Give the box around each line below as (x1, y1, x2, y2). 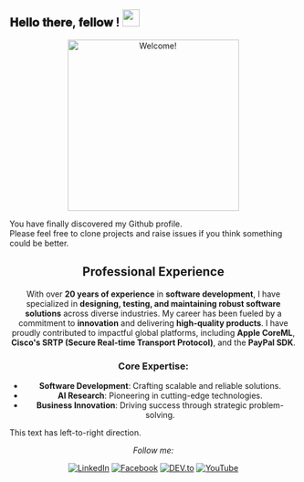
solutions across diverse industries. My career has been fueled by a (25, 308, 282, 319)
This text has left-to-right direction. (9, 426, 142, 438)
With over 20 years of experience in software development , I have (26, 288, 281, 299)
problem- (248, 399, 285, 411)
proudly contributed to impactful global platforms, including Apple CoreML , (11, 327, 296, 338)
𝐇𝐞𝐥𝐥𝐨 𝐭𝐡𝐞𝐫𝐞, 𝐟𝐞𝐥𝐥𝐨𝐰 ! (9, 15, 121, 30)
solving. (145, 409, 175, 420)
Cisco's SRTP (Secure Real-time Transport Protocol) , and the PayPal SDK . (10, 337, 297, 348)
